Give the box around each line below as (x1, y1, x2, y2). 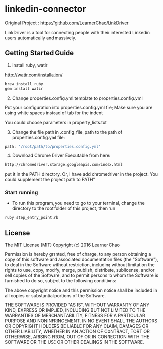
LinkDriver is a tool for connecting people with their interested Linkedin (5, 29, 150, 35)
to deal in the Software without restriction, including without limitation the (5, 262, 155, 268)
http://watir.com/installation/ (5, 72, 63, 78)
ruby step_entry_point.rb (5, 215, 58, 220)
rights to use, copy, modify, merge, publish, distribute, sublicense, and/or (5, 267, 155, 273)
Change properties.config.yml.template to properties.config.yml (12, 95, 143, 101)
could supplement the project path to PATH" (5, 177, 95, 183)
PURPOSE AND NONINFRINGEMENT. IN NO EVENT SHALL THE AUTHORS (5, 318, 158, 324)
